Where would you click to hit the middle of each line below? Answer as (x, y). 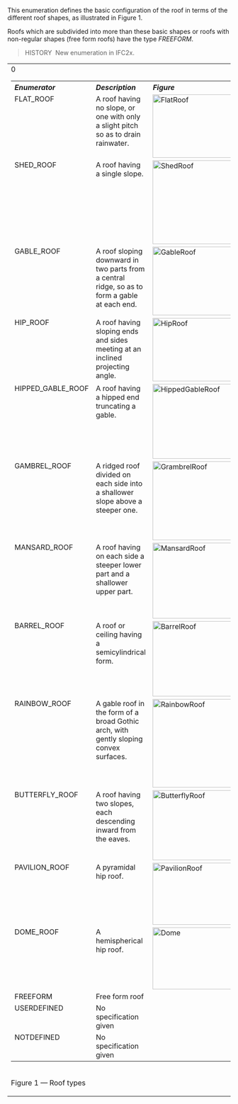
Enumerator (35, 87)
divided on (113, 475)
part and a (112, 574)
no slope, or (115, 108)
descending (115, 821)
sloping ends (117, 331)
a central (110, 278)
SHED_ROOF (35, 165)
